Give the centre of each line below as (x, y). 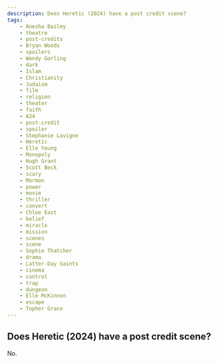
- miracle (34, 225)
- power (30, 187)
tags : (15, 20)
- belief (32, 219)
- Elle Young (38, 148)
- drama (30, 257)
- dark (29, 65)
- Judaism (34, 84)
